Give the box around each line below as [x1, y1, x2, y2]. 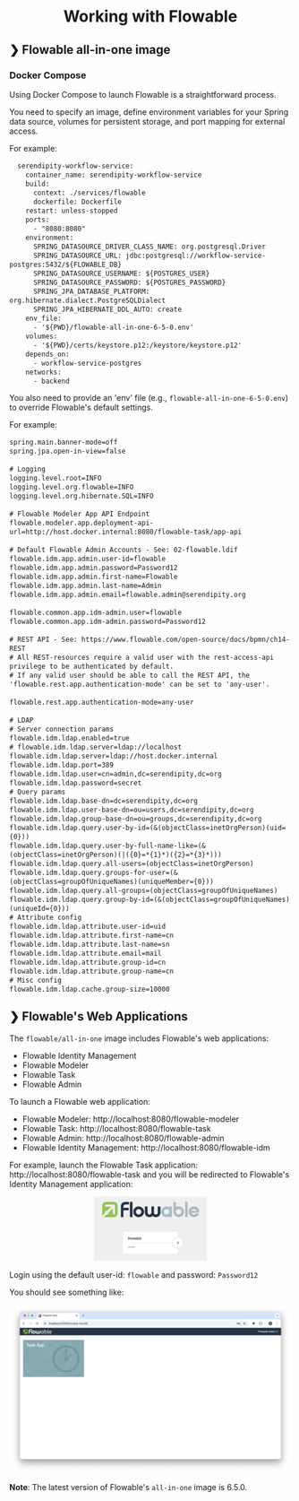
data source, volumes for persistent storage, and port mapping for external [9, 116, 286, 126]
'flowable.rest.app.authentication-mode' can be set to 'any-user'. [9, 680, 270, 689]
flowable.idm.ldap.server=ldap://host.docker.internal [9, 751, 218, 760]
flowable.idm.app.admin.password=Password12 [9, 563, 178, 572]
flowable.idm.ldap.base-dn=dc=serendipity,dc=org [9, 796, 199, 805]
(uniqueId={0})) [9, 904, 70, 913]
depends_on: [25, 350, 70, 359]
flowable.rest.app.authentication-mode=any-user [9, 698, 194, 707]
